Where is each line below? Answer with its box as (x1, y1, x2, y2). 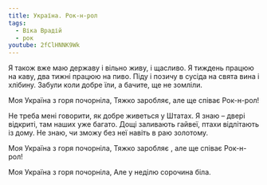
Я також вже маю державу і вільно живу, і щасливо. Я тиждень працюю (8, 63, 255, 73)
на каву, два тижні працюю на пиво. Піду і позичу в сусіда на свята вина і (8, 72, 260, 81)
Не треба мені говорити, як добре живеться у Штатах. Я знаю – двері (8, 111, 245, 120)
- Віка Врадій (15, 26, 62, 34)
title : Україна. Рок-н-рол (8, 11, 98, 20)
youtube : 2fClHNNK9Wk (8, 41, 80, 49)
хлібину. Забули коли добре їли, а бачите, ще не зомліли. (8, 81, 203, 90)
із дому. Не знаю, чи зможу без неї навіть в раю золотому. (8, 128, 209, 138)
